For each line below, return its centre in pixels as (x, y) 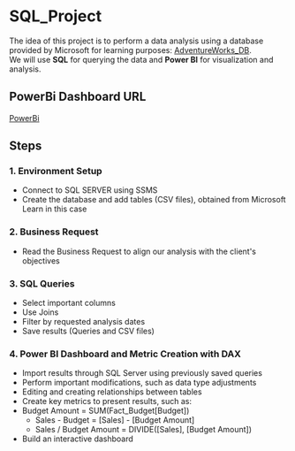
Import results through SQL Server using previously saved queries (142, 373)
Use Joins (40, 312)
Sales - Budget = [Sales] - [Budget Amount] (115, 420)
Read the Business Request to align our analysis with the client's (139, 251)
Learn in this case (54, 209)
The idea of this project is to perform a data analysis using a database (136, 41)
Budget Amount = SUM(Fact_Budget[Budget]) (106, 411)
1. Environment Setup (56, 172)
